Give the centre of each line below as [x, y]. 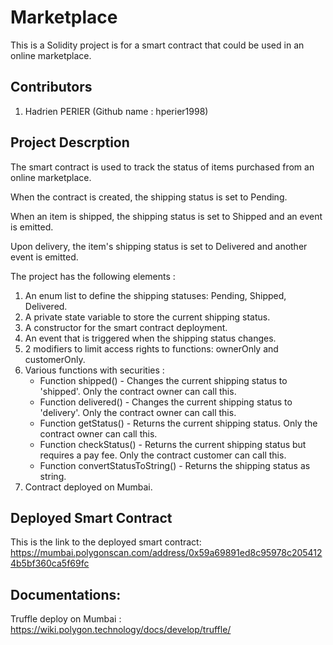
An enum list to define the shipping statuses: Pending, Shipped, [155, 295]
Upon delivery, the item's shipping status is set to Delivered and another [159, 246]
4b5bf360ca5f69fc [50, 563]
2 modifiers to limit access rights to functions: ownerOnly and [151, 348]
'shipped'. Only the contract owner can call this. [138, 391]
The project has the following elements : [93, 276]
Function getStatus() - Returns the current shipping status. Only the [178, 423]
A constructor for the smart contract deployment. [126, 327]
